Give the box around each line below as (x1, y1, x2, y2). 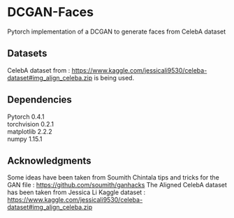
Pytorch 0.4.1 (7, 112, 45, 121)
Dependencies (7, 94, 72, 106)
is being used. (94, 73, 135, 82)
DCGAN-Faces (7, 4, 94, 20)
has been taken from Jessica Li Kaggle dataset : (7, 188, 146, 196)
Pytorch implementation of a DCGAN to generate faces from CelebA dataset (7, 27, 226, 36)
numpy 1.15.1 (7, 134, 43, 143)
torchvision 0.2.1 (7, 119, 54, 128)
